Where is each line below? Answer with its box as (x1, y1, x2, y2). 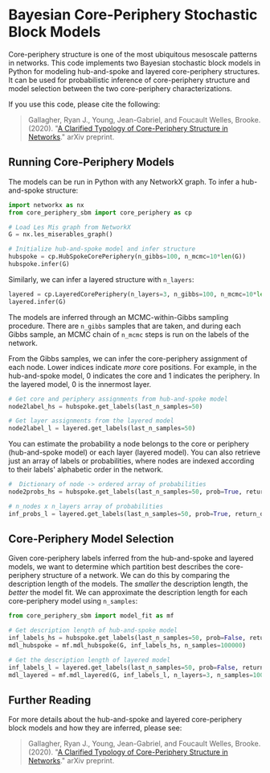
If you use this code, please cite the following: (8, 99, 161, 109)
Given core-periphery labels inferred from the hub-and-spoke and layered (8, 554, 254, 563)
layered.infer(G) (8, 297, 67, 305)
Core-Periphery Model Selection (8, 532, 174, 546)
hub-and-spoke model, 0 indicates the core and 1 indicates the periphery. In (8, 371, 260, 380)
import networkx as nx (8, 201, 84, 209)
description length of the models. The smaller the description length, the (8, 579, 248, 589)
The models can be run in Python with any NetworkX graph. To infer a (8, 177, 239, 186)
